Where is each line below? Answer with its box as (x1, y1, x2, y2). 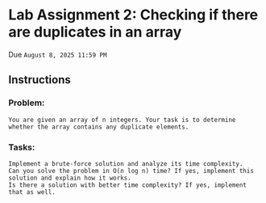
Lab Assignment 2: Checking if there (8, 6, 259, 24)
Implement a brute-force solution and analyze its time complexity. (8, 159, 243, 167)
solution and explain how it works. (8, 174, 131, 182)
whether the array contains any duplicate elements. (8, 123, 189, 131)
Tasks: (8, 142, 35, 153)
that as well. (8, 188, 56, 196)
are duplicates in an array (8, 23, 182, 41)
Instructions (8, 73, 71, 87)
